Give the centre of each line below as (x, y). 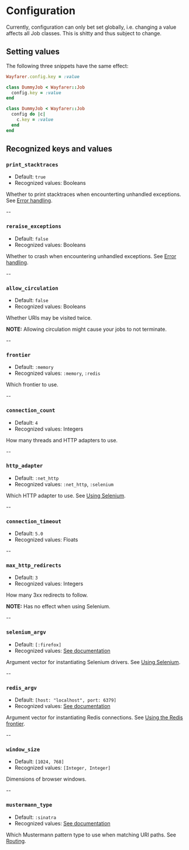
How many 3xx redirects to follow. (47, 595)
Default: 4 (26, 422)
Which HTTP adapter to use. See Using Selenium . (66, 495)
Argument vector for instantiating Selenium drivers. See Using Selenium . (93, 662)
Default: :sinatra (35, 817)
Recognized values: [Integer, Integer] (63, 768)
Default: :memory (34, 367)
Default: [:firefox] (38, 644)
